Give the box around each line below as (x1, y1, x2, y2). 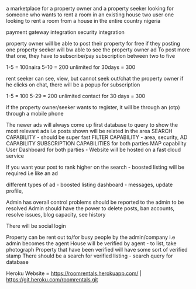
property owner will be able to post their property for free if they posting (6, 40, 180, 47)
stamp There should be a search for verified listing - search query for (6, 252, 173, 259)
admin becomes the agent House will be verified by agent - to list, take (6, 240, 177, 247)
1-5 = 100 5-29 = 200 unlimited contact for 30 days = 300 (6, 93, 146, 99)
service (6, 152, 25, 159)
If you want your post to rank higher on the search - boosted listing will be (6, 163, 185, 170)
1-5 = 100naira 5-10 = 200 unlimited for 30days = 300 (6, 64, 136, 71)
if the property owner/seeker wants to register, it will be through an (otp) (6, 104, 180, 110)
